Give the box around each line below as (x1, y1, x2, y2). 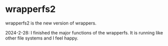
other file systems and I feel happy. (5, 35, 78, 41)
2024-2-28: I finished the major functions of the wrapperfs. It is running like (5, 29, 163, 35)
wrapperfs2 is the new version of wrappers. (5, 20, 97, 26)
